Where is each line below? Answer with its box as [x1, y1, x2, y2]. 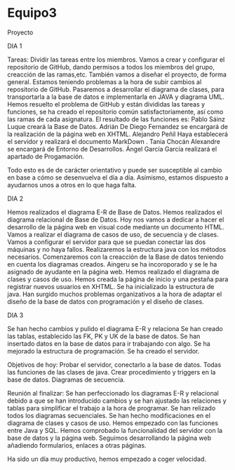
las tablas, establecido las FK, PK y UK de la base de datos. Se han [7, 332, 201, 340]
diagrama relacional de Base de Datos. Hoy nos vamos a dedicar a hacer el [7, 215, 224, 224]
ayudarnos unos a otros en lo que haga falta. [7, 180, 137, 189]
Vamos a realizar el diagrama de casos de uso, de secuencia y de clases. [7, 230, 219, 239]
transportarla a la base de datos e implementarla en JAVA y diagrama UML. [7, 93, 224, 101]
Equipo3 [7, 5, 58, 21]
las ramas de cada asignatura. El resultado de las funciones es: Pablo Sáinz [7, 114, 226, 123]
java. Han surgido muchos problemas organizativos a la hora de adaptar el [7, 290, 222, 298]
